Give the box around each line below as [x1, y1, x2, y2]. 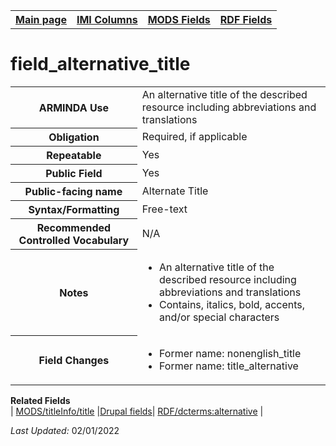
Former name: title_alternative [159, 359, 299, 373]
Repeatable [46, 149, 102, 163]
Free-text [141, 202, 188, 216]
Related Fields [10, 394, 71, 406]
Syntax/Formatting [28, 203, 120, 217]
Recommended [36, 221, 112, 235]
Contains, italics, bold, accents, [159, 297, 306, 311]
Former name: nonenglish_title [159, 346, 302, 360]
